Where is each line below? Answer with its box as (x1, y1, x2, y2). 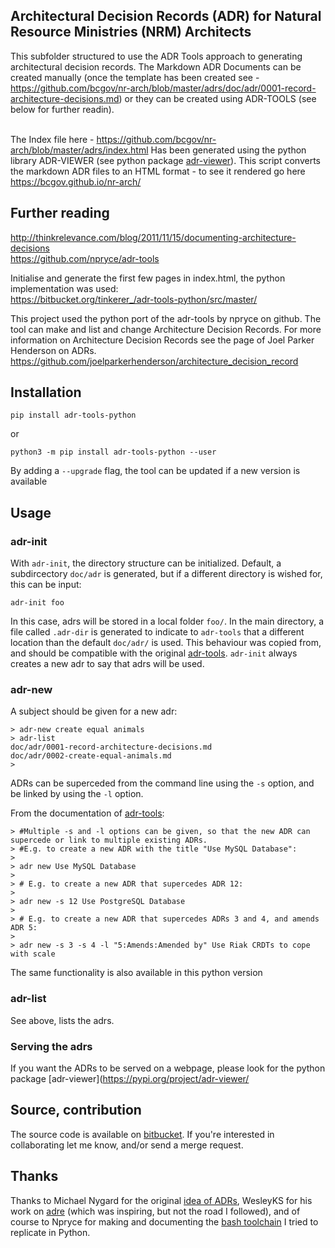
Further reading (10, 205, 110, 222)
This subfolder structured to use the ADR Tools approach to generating (10, 50, 303, 62)
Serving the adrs (10, 1039, 93, 1053)
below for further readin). (10, 103, 115, 115)
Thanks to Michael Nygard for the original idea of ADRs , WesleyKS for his (10, 1194, 313, 1206)
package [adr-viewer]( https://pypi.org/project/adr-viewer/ (10, 1073, 250, 1085)
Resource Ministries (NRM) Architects (10, 24, 252, 41)
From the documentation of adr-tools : (10, 807, 165, 819)
